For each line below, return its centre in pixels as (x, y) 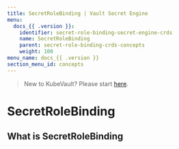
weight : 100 (36, 52)
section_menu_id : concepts (45, 64)
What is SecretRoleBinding (65, 136)
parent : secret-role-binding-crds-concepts (82, 45)
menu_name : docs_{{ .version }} (53, 58)
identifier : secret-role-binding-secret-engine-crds (96, 32)
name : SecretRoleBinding (55, 39)
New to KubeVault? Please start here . (76, 83)
